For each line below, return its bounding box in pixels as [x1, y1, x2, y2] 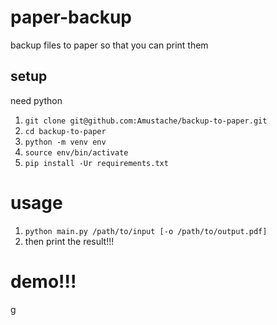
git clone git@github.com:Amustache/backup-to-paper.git [24, 116, 268, 126]
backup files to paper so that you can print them [10, 39, 209, 51]
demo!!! [10, 270, 77, 293]
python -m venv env [24, 137, 107, 147]
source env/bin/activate [24, 147, 129, 158]
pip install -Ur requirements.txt [24, 158, 169, 168]
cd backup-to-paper [24, 126, 107, 136]
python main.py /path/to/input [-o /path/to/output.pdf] [24, 226, 268, 236]
